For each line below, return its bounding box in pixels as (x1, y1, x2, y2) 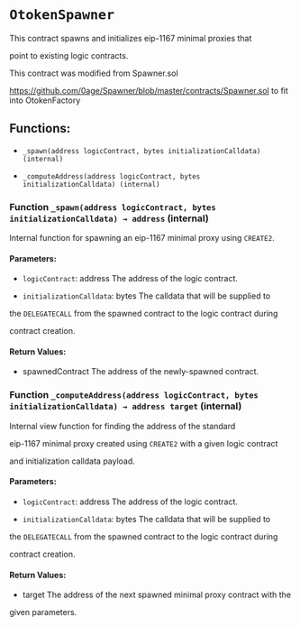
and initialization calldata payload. (9, 456, 135, 466)
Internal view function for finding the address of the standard (9, 420, 236, 431)
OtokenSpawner (9, 6, 115, 23)
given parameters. (9, 607, 77, 618)
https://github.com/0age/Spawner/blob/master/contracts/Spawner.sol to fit (9, 85, 288, 96)
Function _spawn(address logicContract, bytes (9, 200, 216, 213)
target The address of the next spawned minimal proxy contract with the (22, 589, 291, 601)
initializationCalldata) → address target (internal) (9, 400, 242, 412)
